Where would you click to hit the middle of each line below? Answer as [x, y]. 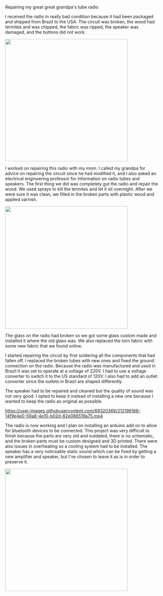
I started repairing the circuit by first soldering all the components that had [80, 355]
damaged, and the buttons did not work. [46, 32]
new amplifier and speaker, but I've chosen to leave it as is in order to [75, 457]
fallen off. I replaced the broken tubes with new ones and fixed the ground [80, 361]
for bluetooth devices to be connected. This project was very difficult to [77, 431]
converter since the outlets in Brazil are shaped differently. [64, 381]
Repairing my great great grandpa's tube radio [52, 7]
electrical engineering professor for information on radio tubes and [72, 179]
